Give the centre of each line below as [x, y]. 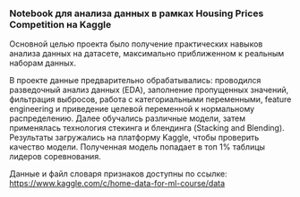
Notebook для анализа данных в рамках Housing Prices [137, 13]
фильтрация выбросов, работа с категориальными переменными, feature [150, 99]
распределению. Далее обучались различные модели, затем [128, 118]
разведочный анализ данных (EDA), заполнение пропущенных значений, [149, 90]
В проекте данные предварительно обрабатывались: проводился [135, 81]
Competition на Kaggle [60, 24]
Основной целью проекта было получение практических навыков [136, 44]
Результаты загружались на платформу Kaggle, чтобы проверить [134, 138]
